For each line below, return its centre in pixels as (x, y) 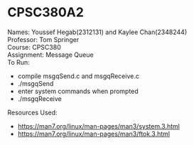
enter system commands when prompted (78, 91)
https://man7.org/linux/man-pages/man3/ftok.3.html (94, 134)
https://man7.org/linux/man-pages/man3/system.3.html (98, 126)
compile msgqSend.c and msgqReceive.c (79, 76)
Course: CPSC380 (34, 47)
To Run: (18, 62)
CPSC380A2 (45, 12)
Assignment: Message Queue (50, 55)
